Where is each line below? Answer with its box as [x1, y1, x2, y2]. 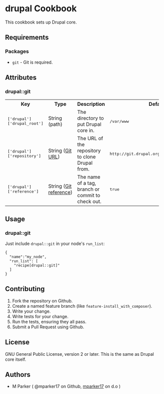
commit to [77, 192, 101, 199]
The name [77, 173, 101, 180]
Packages [5, 48, 29, 55]
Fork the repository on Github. [12, 297, 73, 304]
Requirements [5, 33, 49, 42]
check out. [77, 198, 102, 205]
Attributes [5, 74, 37, 82]
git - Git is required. [12, 59, 53, 65]
